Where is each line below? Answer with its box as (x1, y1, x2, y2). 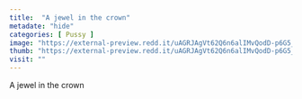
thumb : (9, 47, 34, 56)
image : (9, 38, 34, 48)
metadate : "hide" (9, 22, 75, 31)
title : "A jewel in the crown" (9, 13, 130, 22)
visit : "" (9, 55, 47, 64)
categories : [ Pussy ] (9, 30, 94, 39)
